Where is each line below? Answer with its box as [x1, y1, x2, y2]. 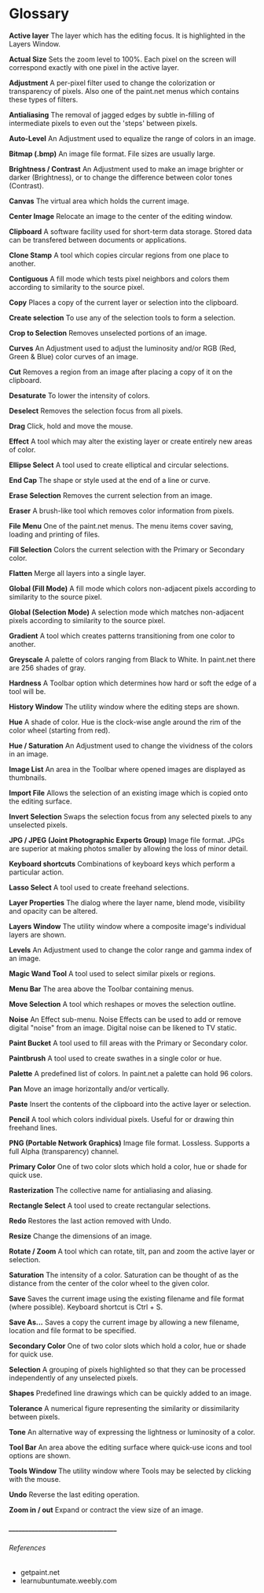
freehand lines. [9, 1123, 58, 1132]
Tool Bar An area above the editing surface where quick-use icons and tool [9, 1443, 252, 1452]
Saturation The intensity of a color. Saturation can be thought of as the [9, 1270, 239, 1279]
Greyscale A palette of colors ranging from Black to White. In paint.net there [9, 655, 256, 664]
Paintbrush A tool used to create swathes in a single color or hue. [9, 1053, 222, 1063]
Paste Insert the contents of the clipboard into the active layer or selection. [9, 1099, 251, 1108]
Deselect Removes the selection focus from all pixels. [9, 406, 183, 415]
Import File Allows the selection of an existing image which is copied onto [9, 788, 248, 797]
